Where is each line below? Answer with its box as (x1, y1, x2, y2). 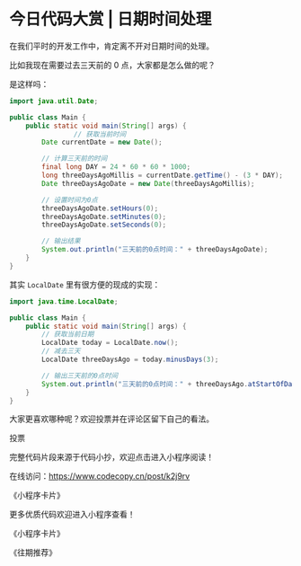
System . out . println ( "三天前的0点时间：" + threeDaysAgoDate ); (41, 245, 269, 254)
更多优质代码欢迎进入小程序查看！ (9, 509, 136, 520)
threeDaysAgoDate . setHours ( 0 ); (41, 204, 159, 213)
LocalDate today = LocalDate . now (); (41, 339, 179, 348)
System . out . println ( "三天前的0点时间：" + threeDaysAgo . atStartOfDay (41, 379, 297, 388)
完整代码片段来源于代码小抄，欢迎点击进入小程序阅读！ (9, 452, 214, 463)
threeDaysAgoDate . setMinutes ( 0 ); (41, 212, 167, 221)
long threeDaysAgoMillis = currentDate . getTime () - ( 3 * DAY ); (41, 171, 283, 181)
